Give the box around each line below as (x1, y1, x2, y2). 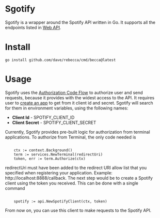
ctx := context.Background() (14, 148, 73, 153)
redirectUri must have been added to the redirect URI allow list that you (5, 165, 147, 171)
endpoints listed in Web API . (5, 24, 62, 30)
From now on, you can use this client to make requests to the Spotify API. (5, 207, 152, 213)
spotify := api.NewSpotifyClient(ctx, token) (14, 199, 108, 204)
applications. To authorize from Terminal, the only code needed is (5, 134, 137, 140)
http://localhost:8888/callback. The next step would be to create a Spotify (5, 175, 153, 181)
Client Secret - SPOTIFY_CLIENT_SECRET (12, 120, 96, 125)
